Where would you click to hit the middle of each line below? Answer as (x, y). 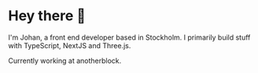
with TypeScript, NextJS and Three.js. (70, 45)
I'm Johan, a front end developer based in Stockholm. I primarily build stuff (129, 37)
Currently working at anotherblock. (65, 61)
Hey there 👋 (47, 16)
